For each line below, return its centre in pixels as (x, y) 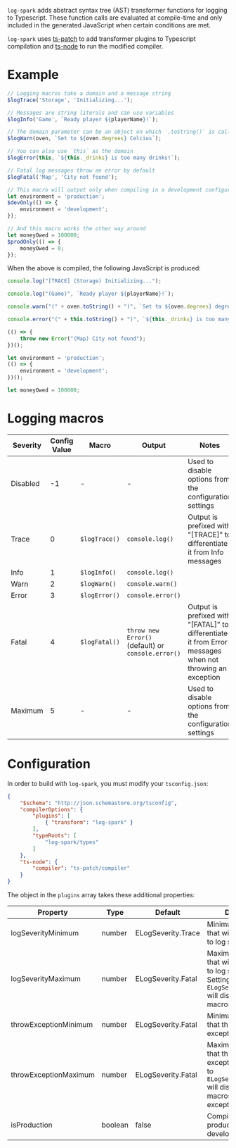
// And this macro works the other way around (77, 229)
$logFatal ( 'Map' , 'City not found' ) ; (63, 177)
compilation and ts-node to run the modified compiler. (85, 46)
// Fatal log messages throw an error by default (81, 170)
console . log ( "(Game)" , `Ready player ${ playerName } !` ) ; (91, 294)
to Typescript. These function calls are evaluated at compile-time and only (115, 18)
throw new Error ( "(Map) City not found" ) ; (83, 338)
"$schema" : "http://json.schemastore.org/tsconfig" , (99, 803)
